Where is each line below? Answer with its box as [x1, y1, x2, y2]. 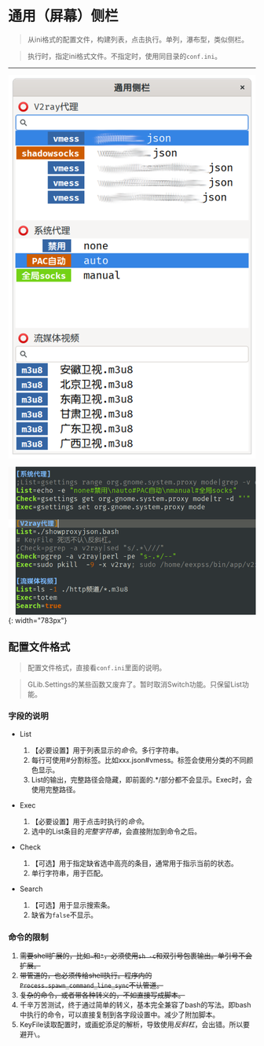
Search [19, 884, 43, 893]
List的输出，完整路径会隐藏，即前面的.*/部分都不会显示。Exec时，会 [31, 775, 253, 784]
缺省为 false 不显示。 [31, 910, 98, 919]
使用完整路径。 [31, 784, 80, 794]
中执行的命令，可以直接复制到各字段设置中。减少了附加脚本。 [19, 1010, 220, 1019]
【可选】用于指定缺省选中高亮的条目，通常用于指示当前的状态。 [31, 858, 238, 867]
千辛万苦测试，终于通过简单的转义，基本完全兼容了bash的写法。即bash [19, 1000, 251, 1010]
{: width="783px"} [8, 615, 68, 625]
